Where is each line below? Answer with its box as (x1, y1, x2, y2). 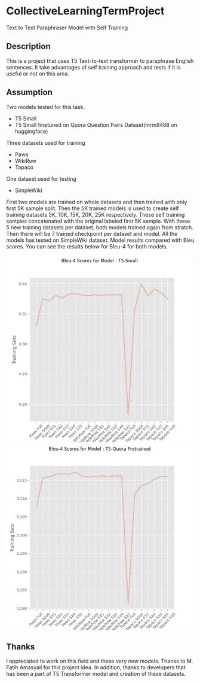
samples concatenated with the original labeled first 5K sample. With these (6, 217, 190, 224)
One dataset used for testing (6, 175, 76, 182)
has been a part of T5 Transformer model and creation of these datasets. (6, 670, 186, 678)
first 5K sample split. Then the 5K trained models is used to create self (6, 205, 179, 212)
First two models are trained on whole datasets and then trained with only (6, 198, 187, 205)
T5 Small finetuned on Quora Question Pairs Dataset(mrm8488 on (14, 121, 178, 128)
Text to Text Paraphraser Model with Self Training (6, 24, 128, 31)
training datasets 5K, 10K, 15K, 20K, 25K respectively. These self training (6, 211, 185, 218)
